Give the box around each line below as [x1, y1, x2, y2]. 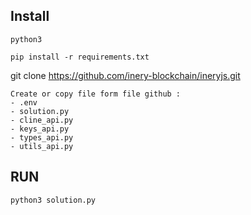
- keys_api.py [10, 124, 70, 134]
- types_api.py [10, 132, 74, 143]
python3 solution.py [10, 195, 97, 205]
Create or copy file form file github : [10, 89, 182, 99]
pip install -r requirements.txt [10, 52, 150, 62]
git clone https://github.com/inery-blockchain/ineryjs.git [10, 69, 241, 81]
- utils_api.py [10, 141, 74, 151]
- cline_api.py [10, 115, 74, 125]
